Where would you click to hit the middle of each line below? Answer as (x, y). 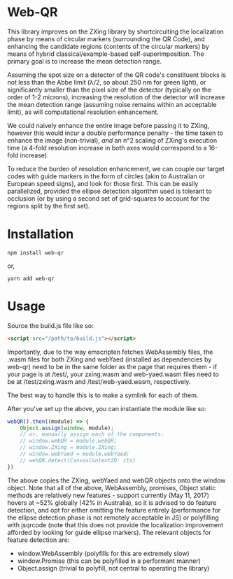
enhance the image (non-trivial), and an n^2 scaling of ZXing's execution (112, 140)
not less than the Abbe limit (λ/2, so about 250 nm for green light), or (107, 82)
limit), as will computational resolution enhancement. (83, 112)
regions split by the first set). (49, 206)
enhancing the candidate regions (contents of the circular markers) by (108, 46)
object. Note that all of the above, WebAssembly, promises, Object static (112, 487)
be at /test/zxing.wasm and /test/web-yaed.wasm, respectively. (99, 381)
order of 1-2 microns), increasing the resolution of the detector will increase (116, 97)
